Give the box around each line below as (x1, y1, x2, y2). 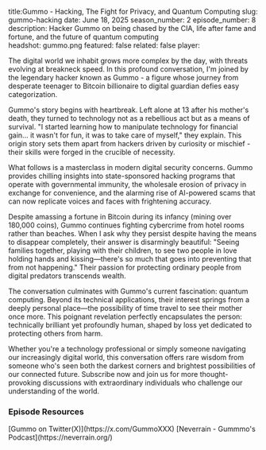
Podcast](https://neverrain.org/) (8, 433, 113, 442)
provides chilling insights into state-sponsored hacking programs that (8, 171, 236, 180)
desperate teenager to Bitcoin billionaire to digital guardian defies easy (8, 81, 240, 91)
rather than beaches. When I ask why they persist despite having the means (8, 229, 257, 238)
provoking (8, 378, 41, 387)
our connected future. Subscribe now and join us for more (8, 370, 199, 378)
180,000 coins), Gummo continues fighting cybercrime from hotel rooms (8, 220, 245, 230)
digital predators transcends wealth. (8, 271, 126, 281)
